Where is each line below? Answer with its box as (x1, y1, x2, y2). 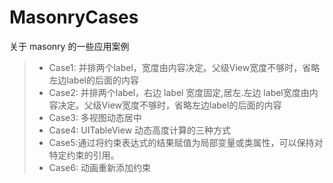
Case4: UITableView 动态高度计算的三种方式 (48, 124, 232, 136)
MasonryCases (9, 6, 139, 29)
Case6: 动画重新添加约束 (48, 161, 151, 173)
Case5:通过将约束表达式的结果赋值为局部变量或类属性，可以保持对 (48, 136, 324, 148)
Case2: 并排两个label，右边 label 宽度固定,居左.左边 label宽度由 (48, 86, 310, 98)
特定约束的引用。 (48, 149, 120, 161)
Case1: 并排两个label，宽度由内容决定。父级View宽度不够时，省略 (48, 61, 321, 73)
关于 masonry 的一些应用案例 (9, 40, 130, 52)
